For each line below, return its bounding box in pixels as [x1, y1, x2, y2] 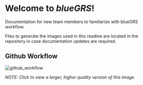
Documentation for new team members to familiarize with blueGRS [5, 19, 138, 24]
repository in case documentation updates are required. [5, 38, 116, 44]
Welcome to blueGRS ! [5, 3, 95, 14]
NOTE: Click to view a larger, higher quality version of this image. [5, 74, 136, 80]
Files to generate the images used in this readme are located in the [5, 33, 138, 39]
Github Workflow [5, 52, 58, 61]
